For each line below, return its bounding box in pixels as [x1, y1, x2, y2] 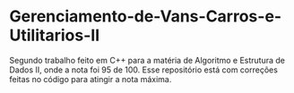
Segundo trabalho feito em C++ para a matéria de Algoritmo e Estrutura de [9, 55, 285, 65]
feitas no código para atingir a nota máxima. [9, 73, 172, 84]
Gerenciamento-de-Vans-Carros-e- [9, 6, 282, 27]
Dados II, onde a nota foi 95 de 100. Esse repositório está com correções [9, 64, 278, 75]
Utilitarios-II [9, 25, 100, 46]
